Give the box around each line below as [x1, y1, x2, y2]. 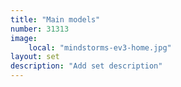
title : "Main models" [10, 14, 101, 25]
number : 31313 [10, 24, 70, 34]
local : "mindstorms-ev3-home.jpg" [28, 42, 172, 53]
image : [10, 33, 38, 43]
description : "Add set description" [10, 61, 163, 71]
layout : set [10, 52, 60, 62]
